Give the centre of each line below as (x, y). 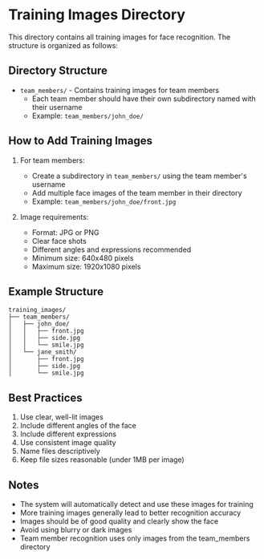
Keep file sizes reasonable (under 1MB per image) (102, 460)
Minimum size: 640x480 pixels (83, 257)
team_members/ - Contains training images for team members (119, 90)
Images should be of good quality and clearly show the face (119, 521)
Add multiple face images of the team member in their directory (137, 192)
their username (57, 107)
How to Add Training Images (80, 141)
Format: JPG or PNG (65, 232)
